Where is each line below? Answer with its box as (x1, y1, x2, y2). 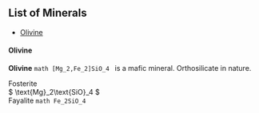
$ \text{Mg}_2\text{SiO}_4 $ (8, 88, 100, 97)
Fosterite (8, 79, 38, 88)
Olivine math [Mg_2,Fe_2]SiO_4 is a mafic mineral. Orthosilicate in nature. (8, 64, 252, 73)
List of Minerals (8, 6, 87, 20)
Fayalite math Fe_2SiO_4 (8, 95, 86, 106)
